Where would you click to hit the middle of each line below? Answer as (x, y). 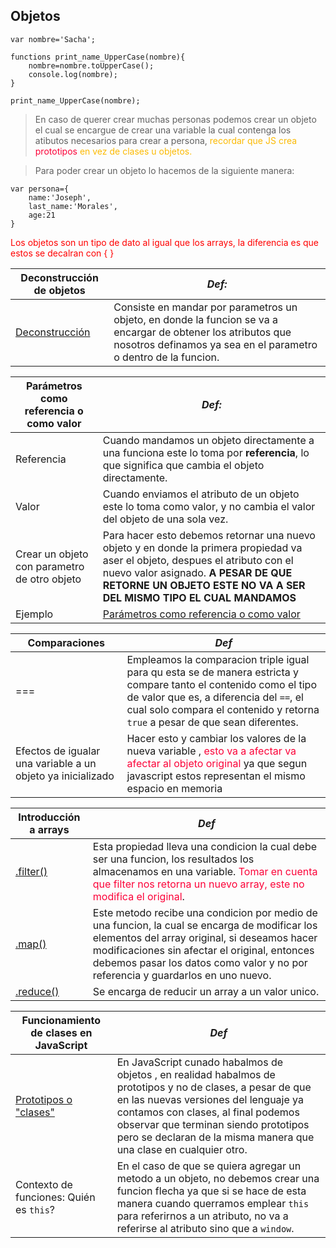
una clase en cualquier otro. (182, 1149)
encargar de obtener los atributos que (202, 332)
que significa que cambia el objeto (183, 465)
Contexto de (44, 1184)
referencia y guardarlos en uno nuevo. (182, 975)
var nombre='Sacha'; (53, 39)
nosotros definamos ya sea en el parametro (215, 344)
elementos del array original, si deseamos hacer (205, 937)
